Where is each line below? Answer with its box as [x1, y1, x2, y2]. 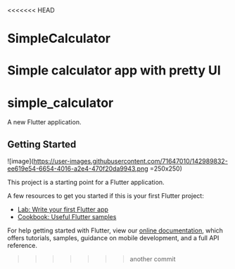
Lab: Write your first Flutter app [17, 205, 109, 214]
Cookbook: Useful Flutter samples [17, 213, 117, 221]
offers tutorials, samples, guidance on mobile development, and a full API [7, 234, 220, 242]
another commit [129, 255, 176, 263]
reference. [7, 242, 37, 250]
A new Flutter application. [7, 118, 82, 126]
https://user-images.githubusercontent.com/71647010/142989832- [33, 157, 229, 166]
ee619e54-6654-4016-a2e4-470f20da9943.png [7, 164, 148, 173]
